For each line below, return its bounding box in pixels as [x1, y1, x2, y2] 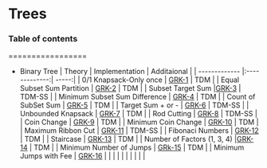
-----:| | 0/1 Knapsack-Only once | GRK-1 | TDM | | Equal [55, 75, 240, 84]
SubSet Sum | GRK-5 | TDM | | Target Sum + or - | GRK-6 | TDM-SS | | [19, 100, 249, 110]
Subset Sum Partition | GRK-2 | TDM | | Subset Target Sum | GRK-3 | [19, 84, 241, 93]
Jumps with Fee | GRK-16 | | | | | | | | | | [19, 151, 146, 161]
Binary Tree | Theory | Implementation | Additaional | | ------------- [19, 67, 241, 76]
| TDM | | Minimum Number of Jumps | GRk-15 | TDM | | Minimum [29, 143, 245, 152]
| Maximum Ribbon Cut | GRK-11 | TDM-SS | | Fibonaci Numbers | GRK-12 [19, 126, 259, 135]
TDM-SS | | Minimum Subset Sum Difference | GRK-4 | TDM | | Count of [19, 92, 256, 102]
